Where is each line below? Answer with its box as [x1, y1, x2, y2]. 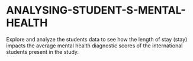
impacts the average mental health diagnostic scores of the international [6, 42, 183, 49]
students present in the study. [6, 48, 79, 55]
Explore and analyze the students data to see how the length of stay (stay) [6, 36, 188, 43]
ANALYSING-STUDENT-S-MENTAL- [6, 4, 186, 17]
